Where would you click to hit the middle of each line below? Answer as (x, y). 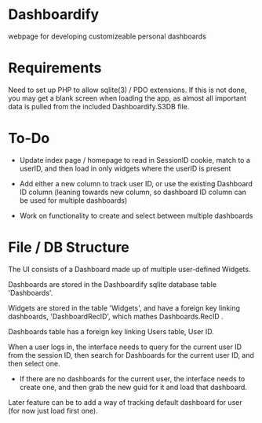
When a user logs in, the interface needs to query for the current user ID (125, 347)
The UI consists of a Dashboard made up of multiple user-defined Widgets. (129, 269)
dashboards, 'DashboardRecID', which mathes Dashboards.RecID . (116, 316)
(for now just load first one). (53, 410)
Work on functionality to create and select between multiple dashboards (136, 215)
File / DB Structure (69, 247)
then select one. (34, 363)
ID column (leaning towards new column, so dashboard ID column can (133, 192)
